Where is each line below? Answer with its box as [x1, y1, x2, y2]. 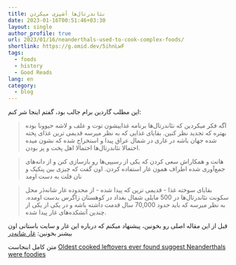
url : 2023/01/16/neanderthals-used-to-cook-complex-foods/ [8, 36, 185, 43]
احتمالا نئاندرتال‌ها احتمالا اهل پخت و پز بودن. [25, 144, 140, 152]
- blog [14, 88, 34, 95]
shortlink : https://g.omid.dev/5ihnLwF [8, 43, 125, 50]
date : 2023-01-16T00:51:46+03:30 [8, 17, 106, 24]
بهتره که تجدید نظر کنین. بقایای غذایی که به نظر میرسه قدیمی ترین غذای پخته [25, 129, 227, 137]
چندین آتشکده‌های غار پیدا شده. [25, 208, 107, 217]
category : [8, 82, 37, 89]
